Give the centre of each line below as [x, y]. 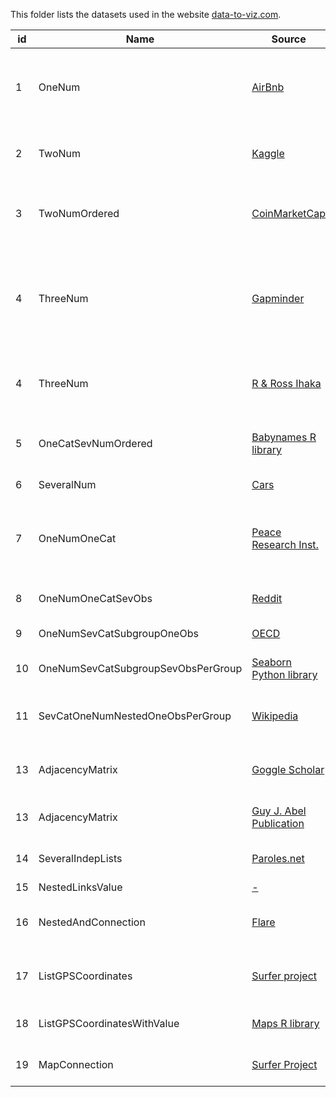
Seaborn [272, 662]
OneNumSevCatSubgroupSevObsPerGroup [140, 668]
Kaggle [268, 153]
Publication [278, 823]
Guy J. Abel [279, 811]
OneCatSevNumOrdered [95, 443]
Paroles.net [278, 858]
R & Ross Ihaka [286, 383]
